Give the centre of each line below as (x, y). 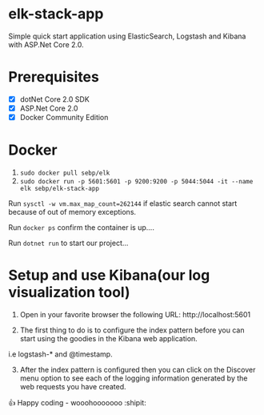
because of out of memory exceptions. (72, 212)
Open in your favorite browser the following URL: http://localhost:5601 (135, 314)
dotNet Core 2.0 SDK (54, 99)
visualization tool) (69, 292)
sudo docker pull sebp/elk (65, 173)
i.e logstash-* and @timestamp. (61, 354)
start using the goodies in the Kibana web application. (108, 338)
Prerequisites (54, 77)
